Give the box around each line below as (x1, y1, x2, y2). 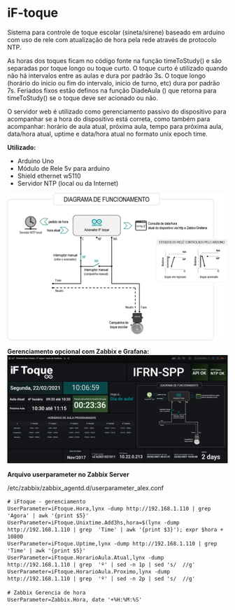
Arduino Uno (17, 156, 55, 165)
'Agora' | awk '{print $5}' (7, 512, 90, 519)
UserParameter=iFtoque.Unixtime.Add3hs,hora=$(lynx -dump (7, 519, 180, 526)
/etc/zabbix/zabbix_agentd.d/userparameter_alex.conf (7, 483, 164, 492)
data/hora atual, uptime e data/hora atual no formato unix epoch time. (7, 130, 208, 138)
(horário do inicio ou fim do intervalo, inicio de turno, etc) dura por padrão (7, 78, 220, 87)
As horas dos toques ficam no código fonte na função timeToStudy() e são (7, 56, 222, 64)
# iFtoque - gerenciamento (7, 498, 86, 505)
